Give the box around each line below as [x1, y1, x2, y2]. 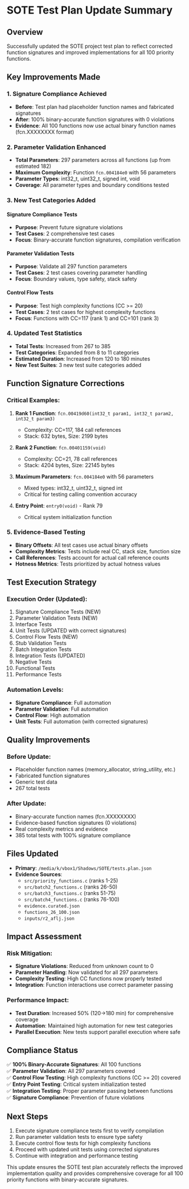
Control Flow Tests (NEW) [15, 633, 78, 640]
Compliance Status [6, 1045, 78, 1055]
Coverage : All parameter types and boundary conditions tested [15, 181, 170, 189]
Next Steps [6, 1111, 48, 1121]
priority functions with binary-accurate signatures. [6, 1176, 129, 1183]
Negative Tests [15, 658, 52, 666]
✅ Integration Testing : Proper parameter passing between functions [6, 1088, 173, 1095]
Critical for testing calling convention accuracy [24, 490, 137, 498]
